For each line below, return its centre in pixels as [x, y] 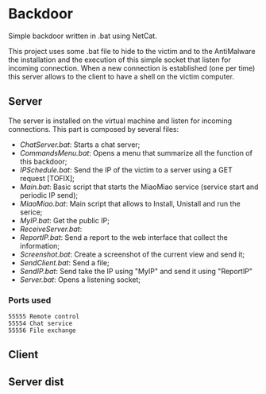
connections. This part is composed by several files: [94, 129]
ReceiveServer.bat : [51, 229]
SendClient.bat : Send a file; [64, 262]
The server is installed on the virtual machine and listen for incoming [120, 121]
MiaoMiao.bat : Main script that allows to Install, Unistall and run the [130, 203]
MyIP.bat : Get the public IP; [64, 220]
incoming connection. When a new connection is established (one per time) [132, 68]
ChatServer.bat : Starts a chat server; [80, 145]
